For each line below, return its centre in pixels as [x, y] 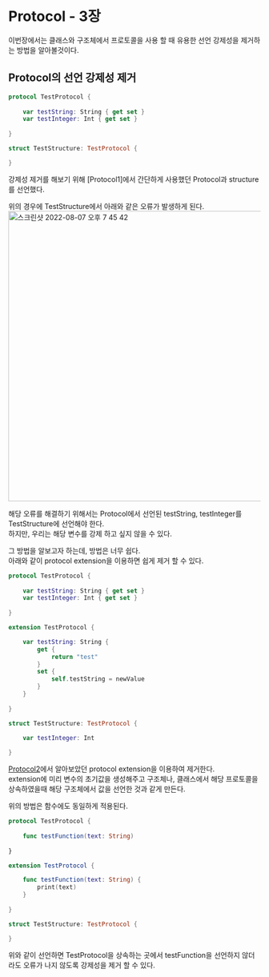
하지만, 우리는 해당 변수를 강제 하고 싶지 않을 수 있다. [90, 533]
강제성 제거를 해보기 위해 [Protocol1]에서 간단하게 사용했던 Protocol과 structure [134, 179]
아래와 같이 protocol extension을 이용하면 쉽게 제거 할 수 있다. [106, 561]
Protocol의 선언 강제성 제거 [72, 78]
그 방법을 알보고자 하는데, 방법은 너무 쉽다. [74, 550]
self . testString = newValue [98, 679]
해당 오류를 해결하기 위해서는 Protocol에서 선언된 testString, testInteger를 [125, 513]
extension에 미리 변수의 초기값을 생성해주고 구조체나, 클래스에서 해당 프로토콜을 [133, 779]
